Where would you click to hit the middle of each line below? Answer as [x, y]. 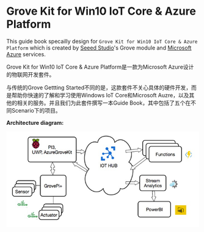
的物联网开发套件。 [31, 74]
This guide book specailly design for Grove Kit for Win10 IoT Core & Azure [102, 41]
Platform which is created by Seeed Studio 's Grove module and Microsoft [99, 48]
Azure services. [26, 54]
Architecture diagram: [35, 122]
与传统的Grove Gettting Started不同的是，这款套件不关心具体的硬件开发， [99, 88]
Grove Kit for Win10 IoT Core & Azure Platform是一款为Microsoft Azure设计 [100, 67]
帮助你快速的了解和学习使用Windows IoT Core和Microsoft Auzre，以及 [100, 95]
